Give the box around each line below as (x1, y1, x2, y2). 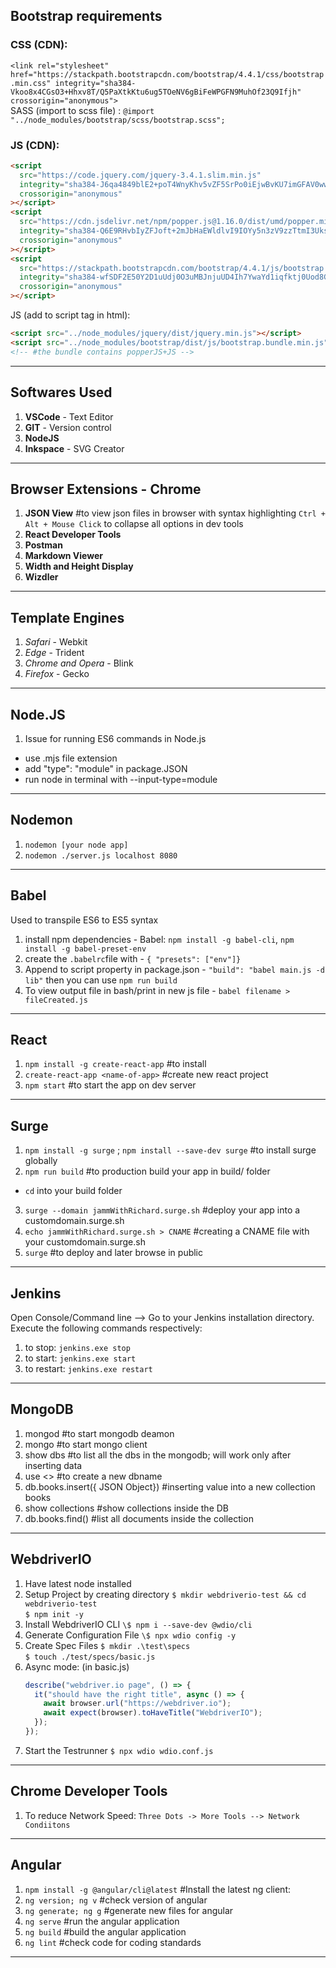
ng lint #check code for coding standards (24, 1936, 202, 1948)
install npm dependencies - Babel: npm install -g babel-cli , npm (24, 933, 295, 945)
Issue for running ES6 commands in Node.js (24, 732, 207, 744)
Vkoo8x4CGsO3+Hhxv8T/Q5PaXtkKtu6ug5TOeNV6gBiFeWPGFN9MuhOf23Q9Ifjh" (10, 87, 302, 97)
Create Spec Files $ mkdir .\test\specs (24, 1639, 191, 1651)
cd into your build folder (24, 1185, 123, 1197)
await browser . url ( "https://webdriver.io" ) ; (43, 1699, 232, 1709)
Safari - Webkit (24, 636, 88, 648)
